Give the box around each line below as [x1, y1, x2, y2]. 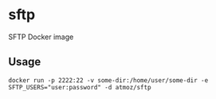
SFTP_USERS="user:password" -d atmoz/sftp [8, 83, 151, 91]
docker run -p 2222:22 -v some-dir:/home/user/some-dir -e [8, 76, 209, 85]
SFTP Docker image [8, 32, 74, 42]
